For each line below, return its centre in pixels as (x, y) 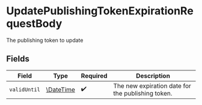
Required (94, 76)
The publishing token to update (45, 40)
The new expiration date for (152, 86)
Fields (18, 59)
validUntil (25, 89)
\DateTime (60, 89)
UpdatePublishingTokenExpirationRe (100, 11)
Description (153, 76)
